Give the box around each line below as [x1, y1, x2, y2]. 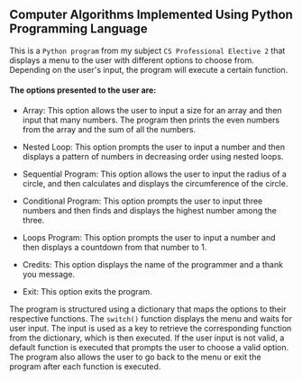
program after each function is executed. [9, 361, 161, 372]
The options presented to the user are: [9, 85, 157, 95]
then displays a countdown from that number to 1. [22, 242, 207, 253]
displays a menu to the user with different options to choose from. [9, 54, 254, 66]
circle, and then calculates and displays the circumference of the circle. [22, 178, 288, 189]
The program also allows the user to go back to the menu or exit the [9, 351, 261, 363]
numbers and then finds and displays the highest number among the [22, 205, 278, 216]
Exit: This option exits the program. [22, 286, 152, 297]
